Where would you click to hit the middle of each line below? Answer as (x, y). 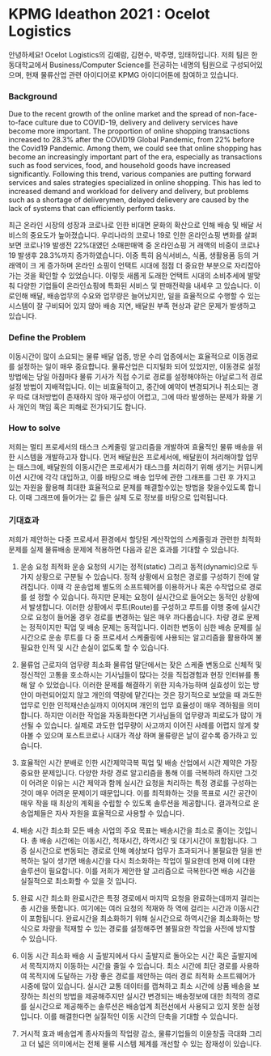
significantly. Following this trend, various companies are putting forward (130, 174)
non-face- (240, 114)
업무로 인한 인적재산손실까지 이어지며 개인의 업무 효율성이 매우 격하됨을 (132, 705)
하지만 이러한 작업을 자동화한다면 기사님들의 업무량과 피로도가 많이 (149, 716)
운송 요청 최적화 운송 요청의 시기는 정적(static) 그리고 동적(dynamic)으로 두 (139, 567)
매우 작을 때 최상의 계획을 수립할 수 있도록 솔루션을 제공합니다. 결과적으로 (135, 803)
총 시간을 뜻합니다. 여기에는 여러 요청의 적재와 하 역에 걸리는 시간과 (126, 908)
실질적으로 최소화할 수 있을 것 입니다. (78, 881)
